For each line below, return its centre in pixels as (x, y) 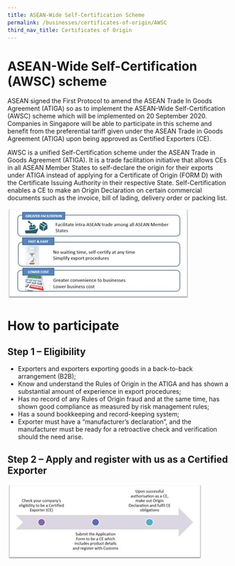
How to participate (63, 326)
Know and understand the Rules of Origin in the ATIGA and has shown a (123, 384)
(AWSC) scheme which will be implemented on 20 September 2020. (108, 116)
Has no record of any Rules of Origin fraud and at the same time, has (119, 399)
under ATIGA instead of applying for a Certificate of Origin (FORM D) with (115, 175)
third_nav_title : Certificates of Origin (70, 30)
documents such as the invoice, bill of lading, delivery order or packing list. (117, 198)
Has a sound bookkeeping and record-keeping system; (99, 414)
